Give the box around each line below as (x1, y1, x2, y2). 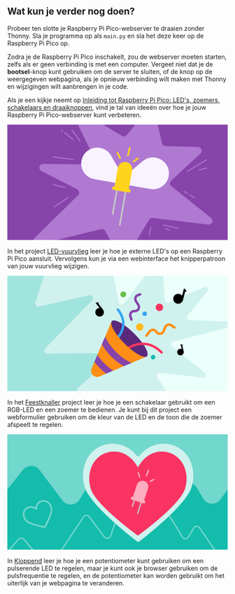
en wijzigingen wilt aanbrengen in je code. (7, 82, 129, 90)
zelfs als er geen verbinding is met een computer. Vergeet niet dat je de (7, 59, 213, 68)
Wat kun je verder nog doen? (7, 6, 135, 17)
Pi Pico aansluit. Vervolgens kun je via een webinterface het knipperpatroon (7, 254, 226, 263)
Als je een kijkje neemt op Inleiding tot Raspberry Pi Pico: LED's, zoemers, (7, 96, 220, 104)
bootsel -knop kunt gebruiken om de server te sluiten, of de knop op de (7, 67, 213, 75)
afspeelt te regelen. (7, 421, 64, 429)
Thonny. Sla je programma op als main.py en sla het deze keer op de (7, 31, 204, 40)
